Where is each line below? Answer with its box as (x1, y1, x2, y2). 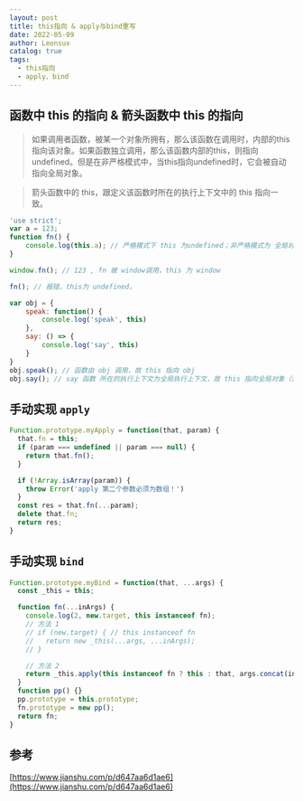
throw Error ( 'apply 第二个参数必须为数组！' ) (25, 485, 185, 494)
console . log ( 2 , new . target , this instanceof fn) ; (25, 611, 216, 620)
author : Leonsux (9, 38, 70, 48)
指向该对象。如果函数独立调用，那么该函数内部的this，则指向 (31, 145, 259, 155)
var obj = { (9, 298, 54, 307)
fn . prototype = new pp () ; (17, 702, 115, 712)
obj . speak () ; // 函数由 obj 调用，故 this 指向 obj (9, 365, 196, 375)
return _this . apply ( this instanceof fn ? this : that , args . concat (25, 670, 284, 679)
